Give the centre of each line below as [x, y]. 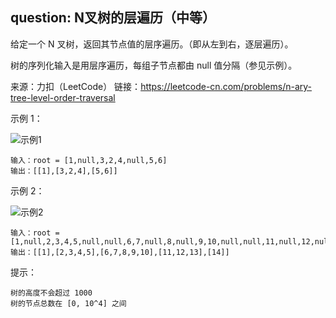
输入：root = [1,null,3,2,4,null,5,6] [89, 160]
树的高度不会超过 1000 [51, 293]
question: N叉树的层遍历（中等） [113, 18]
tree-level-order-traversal [63, 97]
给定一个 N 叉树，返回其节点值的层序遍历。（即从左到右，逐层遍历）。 [152, 44]
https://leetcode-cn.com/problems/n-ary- [226, 86]
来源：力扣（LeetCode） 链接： [76, 86]
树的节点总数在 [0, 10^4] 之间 [68, 303]
